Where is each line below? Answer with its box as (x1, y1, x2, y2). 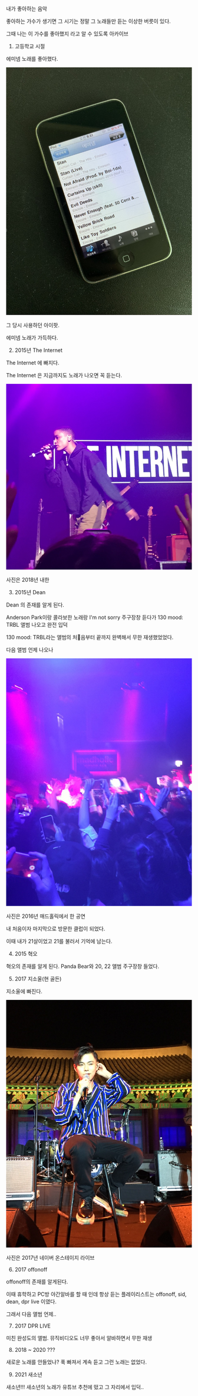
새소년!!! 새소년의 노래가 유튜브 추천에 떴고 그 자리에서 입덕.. (6, 1384, 144, 1390)
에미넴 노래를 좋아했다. (6, 55, 58, 62)
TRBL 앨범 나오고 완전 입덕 (6, 621, 68, 628)
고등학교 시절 (14, 43, 45, 50)
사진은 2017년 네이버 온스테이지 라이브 (6, 1255, 95, 1261)
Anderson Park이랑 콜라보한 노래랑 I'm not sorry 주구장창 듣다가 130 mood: (6, 614, 184, 621)
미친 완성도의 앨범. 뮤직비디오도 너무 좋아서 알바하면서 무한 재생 (6, 1335, 153, 1341)
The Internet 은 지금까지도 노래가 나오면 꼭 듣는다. (6, 372, 123, 378)
